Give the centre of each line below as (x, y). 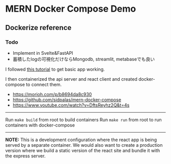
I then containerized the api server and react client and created (71, 79)
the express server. (25, 156)
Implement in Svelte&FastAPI (43, 53)
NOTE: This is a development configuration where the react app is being (81, 140)
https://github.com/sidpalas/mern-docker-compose (67, 100)
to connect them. (44, 84)
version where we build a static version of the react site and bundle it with (83, 150)
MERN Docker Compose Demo (71, 9)
